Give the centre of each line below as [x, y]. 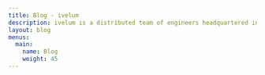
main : [24, 45]
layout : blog [30, 30]
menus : [19, 37]
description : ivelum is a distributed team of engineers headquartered [128, 23]
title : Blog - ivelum [44, 15]
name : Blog [40, 52]
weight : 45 [40, 59]
